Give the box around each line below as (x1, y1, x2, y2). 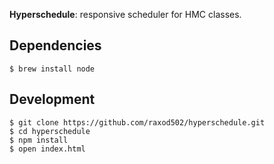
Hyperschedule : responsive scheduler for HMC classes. (9, 9, 242, 20)
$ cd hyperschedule (9, 126, 91, 136)
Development (9, 91, 96, 108)
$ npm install (9, 135, 69, 145)
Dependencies (9, 37, 102, 54)
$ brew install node (9, 64, 96, 74)
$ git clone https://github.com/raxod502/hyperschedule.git (9, 117, 266, 128)
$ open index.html (9, 144, 86, 154)
